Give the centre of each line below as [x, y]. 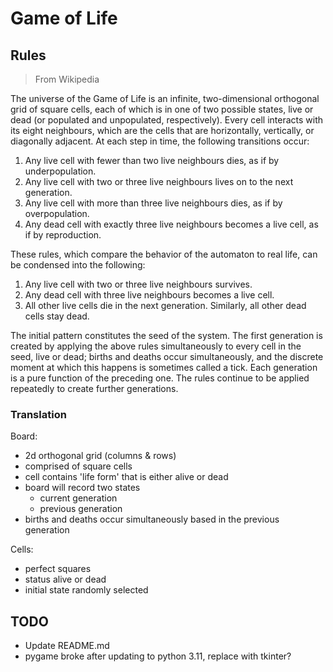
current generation [78, 498]
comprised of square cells [78, 466]
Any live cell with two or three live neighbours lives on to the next [159, 181]
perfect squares [58, 569]
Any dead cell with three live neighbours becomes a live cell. [149, 295]
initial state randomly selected [86, 590]
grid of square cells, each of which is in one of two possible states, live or [162, 109]
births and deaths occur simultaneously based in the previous [152, 519]
